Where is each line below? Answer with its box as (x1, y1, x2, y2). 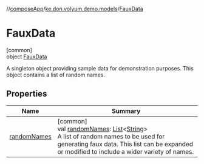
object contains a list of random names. (6, 71, 105, 78)
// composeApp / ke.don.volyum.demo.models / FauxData (6, 5, 144, 12)
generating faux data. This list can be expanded (57, 140, 193, 148)
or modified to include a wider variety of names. (57, 147, 194, 155)
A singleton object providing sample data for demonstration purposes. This (6, 64, 194, 72)
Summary (111, 106, 141, 115)
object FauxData (6, 53, 47, 60)
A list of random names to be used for (57, 132, 165, 140)
